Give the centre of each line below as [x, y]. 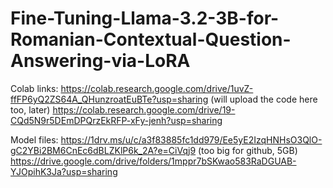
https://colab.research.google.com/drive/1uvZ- [157, 88]
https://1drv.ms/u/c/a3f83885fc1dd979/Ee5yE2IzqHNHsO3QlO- [191, 139]
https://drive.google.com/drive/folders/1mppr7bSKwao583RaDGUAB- [153, 161]
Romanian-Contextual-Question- [151, 39]
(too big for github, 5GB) [248, 150]
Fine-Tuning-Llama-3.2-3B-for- [145, 18]
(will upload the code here [264, 99]
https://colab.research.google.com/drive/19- [144, 109]
